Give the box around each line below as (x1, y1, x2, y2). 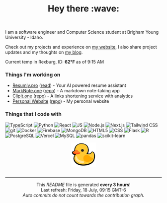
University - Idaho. (5, 34, 43, 40)
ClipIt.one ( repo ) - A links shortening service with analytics (12, 93, 133, 99)
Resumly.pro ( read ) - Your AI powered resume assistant (12, 82, 127, 88)
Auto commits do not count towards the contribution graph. (22, 192, 145, 198)
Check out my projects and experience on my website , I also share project (5, 44, 158, 50)
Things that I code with (5, 111, 62, 118)
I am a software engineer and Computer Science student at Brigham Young (5, 29, 159, 35)
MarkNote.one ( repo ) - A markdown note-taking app (12, 88, 120, 94)
